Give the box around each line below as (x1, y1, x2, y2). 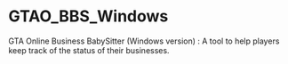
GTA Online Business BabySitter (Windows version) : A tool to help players (8, 36, 280, 46)
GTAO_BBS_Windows (8, 6, 169, 27)
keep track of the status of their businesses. (8, 44, 170, 55)
